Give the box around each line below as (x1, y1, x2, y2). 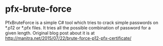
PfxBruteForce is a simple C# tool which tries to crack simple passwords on (5, 20, 159, 25)
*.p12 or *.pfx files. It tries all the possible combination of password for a (5, 24, 151, 30)
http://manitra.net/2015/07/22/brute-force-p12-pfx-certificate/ (5, 35, 131, 41)
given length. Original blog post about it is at (5, 30, 95, 36)
